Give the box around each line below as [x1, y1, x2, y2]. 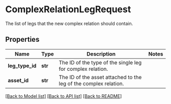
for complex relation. [59, 65, 108, 72]
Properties [5, 35, 40, 44]
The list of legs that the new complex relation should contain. [5, 20, 133, 27]
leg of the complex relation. [59, 80, 124, 87]
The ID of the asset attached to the [59, 73, 142, 81]
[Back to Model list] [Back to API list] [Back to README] [5, 93, 122, 99]
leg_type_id [8, 62, 37, 69]
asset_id [8, 76, 29, 84]
